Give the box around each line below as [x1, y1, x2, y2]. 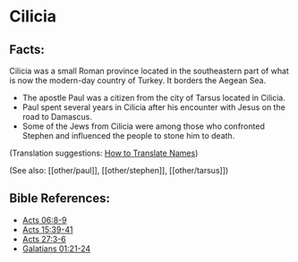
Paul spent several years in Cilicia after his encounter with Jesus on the [21, 102, 286, 113]
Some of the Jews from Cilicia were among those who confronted [21, 121, 266, 131]
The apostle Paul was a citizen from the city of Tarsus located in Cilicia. [21, 92, 286, 103]
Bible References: [9, 190, 110, 207]
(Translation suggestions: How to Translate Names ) [9, 148, 199, 158]
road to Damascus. [21, 112, 92, 122]
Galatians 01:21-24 [21, 243, 91, 254]
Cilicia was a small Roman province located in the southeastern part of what [9, 65, 289, 76]
